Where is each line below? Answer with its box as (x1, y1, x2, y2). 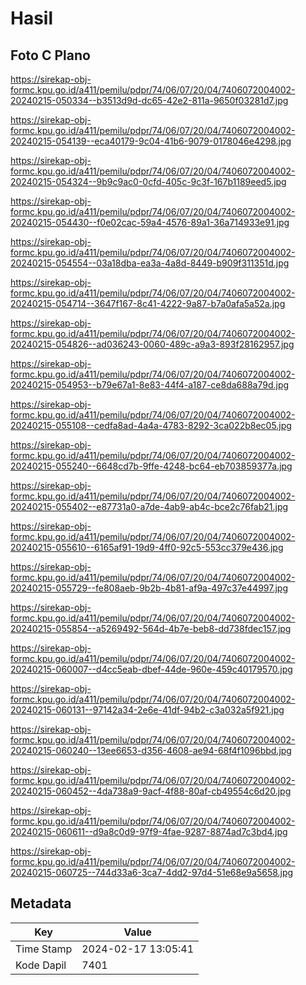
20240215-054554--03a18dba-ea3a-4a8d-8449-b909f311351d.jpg (10, 257, 290, 269)
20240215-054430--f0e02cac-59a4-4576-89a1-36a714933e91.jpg (10, 217, 290, 228)
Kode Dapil (15, 958, 67, 972)
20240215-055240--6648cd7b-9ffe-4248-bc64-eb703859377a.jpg (10, 460, 293, 472)
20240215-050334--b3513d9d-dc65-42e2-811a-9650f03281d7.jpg (10, 95, 289, 106)
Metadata (10, 895, 72, 912)
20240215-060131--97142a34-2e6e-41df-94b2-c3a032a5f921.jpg (10, 704, 285, 716)
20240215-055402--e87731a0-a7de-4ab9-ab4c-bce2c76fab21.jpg (10, 501, 289, 512)
